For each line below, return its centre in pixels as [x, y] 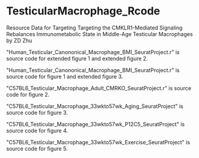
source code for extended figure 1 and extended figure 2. [77, 58]
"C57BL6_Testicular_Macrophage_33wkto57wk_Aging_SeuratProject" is [95, 106]
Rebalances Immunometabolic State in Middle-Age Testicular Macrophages [100, 34]
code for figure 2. [28, 94]
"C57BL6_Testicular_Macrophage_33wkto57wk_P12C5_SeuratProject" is [96, 124]
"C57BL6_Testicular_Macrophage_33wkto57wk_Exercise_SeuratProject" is [98, 142]
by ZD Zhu [19, 40]
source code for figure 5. [37, 148]
